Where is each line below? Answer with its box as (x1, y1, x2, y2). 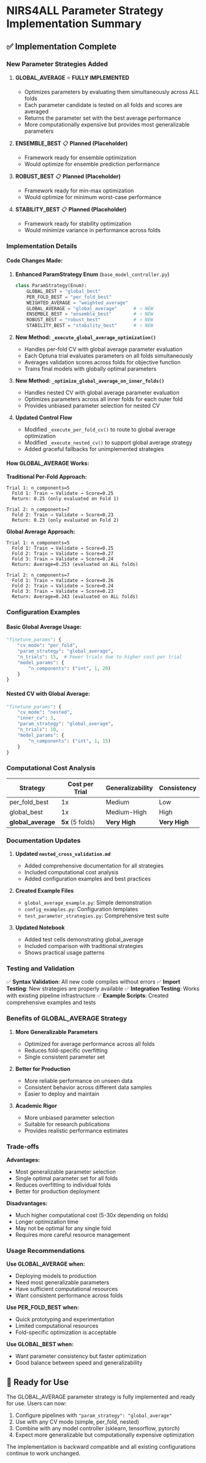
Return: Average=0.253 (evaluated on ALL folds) (12, 562, 139, 568)
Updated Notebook (15, 924, 65, 931)
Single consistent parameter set (24, 1053, 105, 1061)
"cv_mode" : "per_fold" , (17, 643, 78, 649)
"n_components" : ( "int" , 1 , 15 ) (28, 738, 112, 744)
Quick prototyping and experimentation (15, 1316, 115, 1323)
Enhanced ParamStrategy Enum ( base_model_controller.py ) (15, 271, 170, 278)
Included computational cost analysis (24, 869, 119, 876)
